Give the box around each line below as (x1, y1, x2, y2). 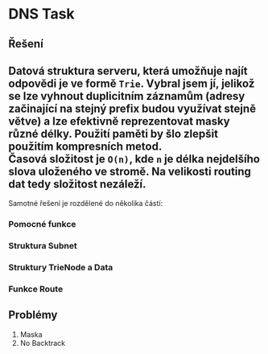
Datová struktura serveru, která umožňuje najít (8, 64, 248, 77)
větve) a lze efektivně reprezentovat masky (8, 114, 231, 128)
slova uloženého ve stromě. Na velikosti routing (8, 164, 252, 178)
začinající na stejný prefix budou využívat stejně (8, 101, 256, 115)
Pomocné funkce (8, 219, 76, 230)
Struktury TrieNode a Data (8, 262, 113, 274)
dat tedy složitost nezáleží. (8, 177, 146, 191)
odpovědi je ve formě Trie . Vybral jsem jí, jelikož (8, 76, 255, 90)
